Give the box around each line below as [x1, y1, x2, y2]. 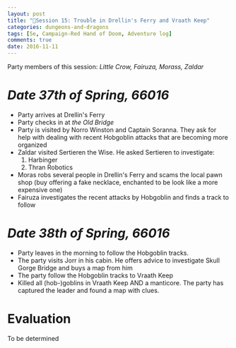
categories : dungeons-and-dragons [7, 23, 110, 30]
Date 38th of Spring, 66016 [7, 225, 170, 241]
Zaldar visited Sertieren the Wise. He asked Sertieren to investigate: [17, 148, 215, 156]
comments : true [7, 37, 52, 44]
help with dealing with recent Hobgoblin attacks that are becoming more [17, 133, 228, 141]
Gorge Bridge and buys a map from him [17, 263, 133, 272]
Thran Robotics [28, 163, 73, 172]
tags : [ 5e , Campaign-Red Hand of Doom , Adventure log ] [7, 30, 172, 37]
